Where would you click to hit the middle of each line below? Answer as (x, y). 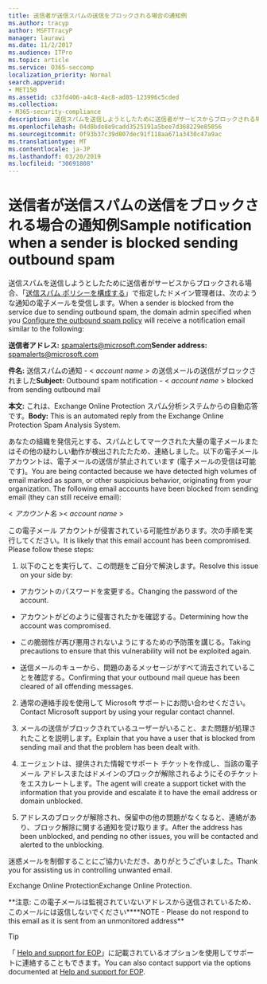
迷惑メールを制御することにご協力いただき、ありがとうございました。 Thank (133, 861)
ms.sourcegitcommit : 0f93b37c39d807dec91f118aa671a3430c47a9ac (115, 134)
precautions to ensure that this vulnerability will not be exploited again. (135, 651)
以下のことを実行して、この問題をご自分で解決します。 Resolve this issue (139, 566)
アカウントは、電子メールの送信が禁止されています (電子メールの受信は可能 (132, 461)
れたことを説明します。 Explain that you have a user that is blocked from (137, 739)
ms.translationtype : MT (48, 141)
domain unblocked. (51, 801)
